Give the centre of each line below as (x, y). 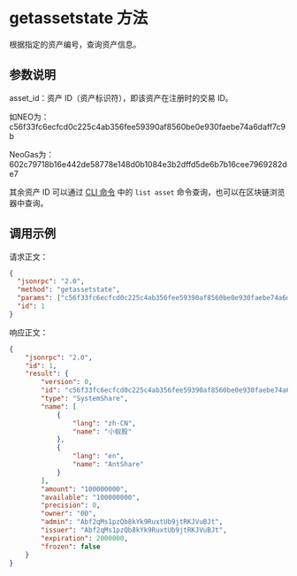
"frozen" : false (71, 546)
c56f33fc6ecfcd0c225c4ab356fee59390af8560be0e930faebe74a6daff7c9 (147, 127)
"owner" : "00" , (69, 514)
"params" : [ (39, 298)
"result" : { (47, 374)
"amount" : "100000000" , (84, 489)
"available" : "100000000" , (91, 497)
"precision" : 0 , (71, 505)
